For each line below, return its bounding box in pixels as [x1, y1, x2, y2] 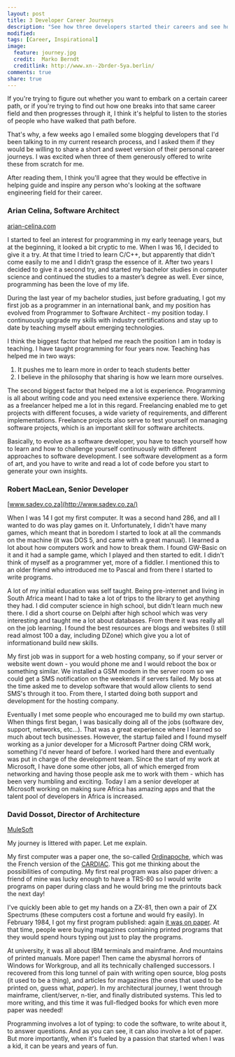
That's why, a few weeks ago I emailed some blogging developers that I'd [7, 130, 219, 139]
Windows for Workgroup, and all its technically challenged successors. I [7, 961, 215, 970]
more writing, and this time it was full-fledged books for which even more [7, 998, 219, 1007]
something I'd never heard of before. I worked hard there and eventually [7, 747, 215, 755]
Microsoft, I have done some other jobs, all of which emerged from [7, 762, 199, 770]
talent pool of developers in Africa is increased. [7, 792, 144, 800]
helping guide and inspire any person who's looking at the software [7, 181, 201, 190]
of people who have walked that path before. [7, 117, 136, 125]
